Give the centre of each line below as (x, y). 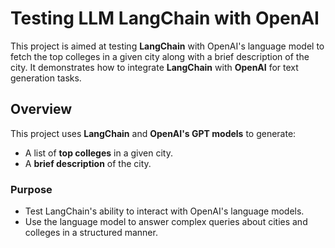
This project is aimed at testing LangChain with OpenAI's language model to (167, 46)
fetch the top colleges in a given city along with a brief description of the (160, 56)
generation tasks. (46, 78)
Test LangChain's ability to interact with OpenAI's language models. (164, 211)
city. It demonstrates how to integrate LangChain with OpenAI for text (154, 67)
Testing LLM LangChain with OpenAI (165, 18)
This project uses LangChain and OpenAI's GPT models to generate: (153, 133)
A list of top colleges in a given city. (98, 153)
